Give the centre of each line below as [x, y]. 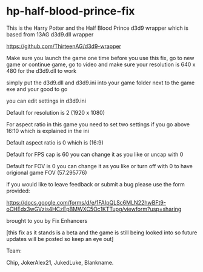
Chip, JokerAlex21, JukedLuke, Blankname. [60, 262]
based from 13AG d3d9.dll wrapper [50, 34]
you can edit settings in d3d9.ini [46, 101]
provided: [18, 191]
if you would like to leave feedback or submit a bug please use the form [95, 184]
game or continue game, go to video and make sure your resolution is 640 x [101, 64]
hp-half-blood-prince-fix [71, 11]
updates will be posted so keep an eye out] [60, 239]
